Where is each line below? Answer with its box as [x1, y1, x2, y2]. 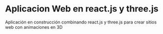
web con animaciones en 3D [5, 24, 63, 30]
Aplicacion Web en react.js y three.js [5, 3, 159, 14]
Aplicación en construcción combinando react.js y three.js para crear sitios [5, 19, 157, 25]
